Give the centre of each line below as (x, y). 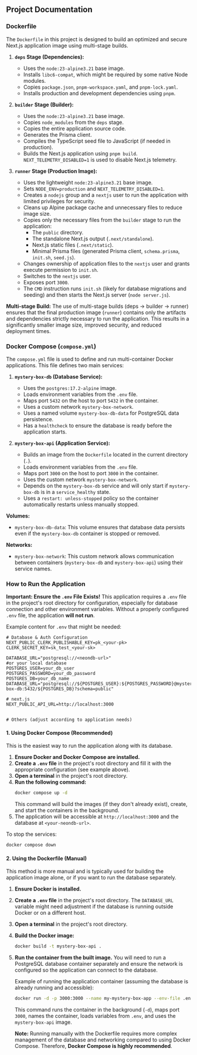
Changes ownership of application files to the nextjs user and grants (106, 263)
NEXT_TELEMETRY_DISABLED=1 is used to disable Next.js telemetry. (100, 159)
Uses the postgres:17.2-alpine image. (70, 388)
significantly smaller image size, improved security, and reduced (84, 325)
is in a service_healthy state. (76, 492)
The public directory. (58, 232)
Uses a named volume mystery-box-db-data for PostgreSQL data (101, 413)
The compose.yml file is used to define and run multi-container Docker (90, 359)
